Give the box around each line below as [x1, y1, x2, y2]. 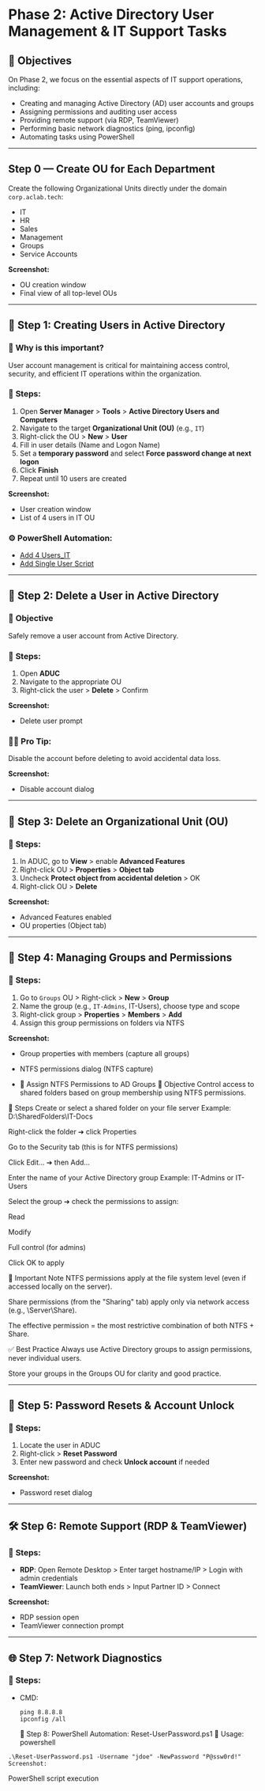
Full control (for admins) [8, 1242, 87, 1251]
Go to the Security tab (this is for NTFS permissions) [8, 1142, 179, 1152]
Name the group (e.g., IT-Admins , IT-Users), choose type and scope [19, 1001, 241, 1010]
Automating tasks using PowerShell [19, 132, 136, 142]
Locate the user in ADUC [19, 1441, 101, 1450]
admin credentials [19, 1573, 78, 1583]
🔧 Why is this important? [8, 343, 104, 354]
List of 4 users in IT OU [19, 513, 95, 522]
